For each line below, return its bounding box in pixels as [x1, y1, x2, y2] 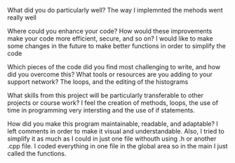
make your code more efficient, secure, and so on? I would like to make [7, 34, 213, 43]
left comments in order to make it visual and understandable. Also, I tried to [7, 127, 224, 135]
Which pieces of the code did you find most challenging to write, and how [7, 63, 221, 71]
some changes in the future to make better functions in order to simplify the [7, 42, 226, 50]
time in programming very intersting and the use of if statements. [7, 106, 195, 114]
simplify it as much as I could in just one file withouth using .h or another [7, 134, 217, 143]
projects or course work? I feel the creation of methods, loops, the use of [7, 99, 219, 107]
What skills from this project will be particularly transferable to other [7, 91, 204, 99]
